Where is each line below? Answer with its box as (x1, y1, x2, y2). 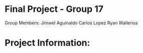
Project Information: (5, 37, 90, 49)
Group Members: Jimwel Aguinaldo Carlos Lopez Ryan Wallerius (5, 20, 138, 26)
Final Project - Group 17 (5, 3, 104, 15)
